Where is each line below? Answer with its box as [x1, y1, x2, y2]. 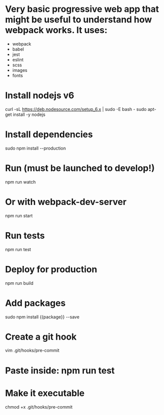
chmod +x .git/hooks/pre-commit [5, 404, 73, 410]
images [12, 67, 28, 73]
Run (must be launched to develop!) [5, 162, 155, 174]
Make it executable [5, 387, 85, 399]
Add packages [5, 297, 66, 309]
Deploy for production [5, 263, 97, 275]
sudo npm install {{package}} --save [5, 313, 80, 320]
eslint [12, 56, 24, 62]
